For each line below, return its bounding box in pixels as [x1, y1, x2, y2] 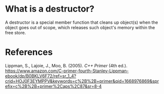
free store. [5, 30, 26, 35]
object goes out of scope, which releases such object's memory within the [5, 24, 155, 30]
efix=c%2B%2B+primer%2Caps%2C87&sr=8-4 [5, 83, 102, 89]
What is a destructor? [5, 3, 95, 15]
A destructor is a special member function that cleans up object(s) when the [5, 19, 158, 25]
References [5, 47, 53, 58]
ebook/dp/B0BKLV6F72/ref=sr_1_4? [5, 73, 77, 78]
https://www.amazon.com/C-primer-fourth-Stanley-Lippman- [5, 68, 129, 74]
